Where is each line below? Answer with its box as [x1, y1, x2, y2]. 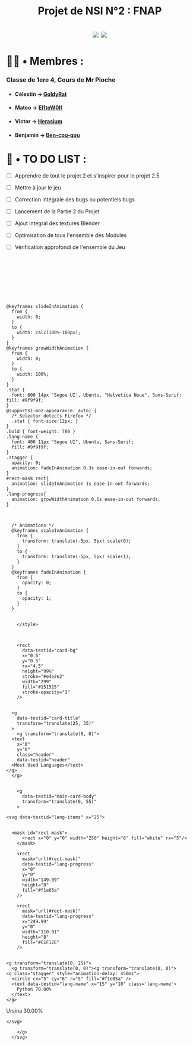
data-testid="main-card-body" [21, 793, 97, 799]
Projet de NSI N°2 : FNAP [37, 4, 162, 18]
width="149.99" [21, 877, 60, 883]
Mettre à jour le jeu [14, 183, 61, 191]
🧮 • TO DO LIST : [6, 152, 87, 166]
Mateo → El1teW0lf [14, 104, 63, 111]
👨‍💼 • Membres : [6, 55, 84, 68]
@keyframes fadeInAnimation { [11, 569, 86, 575]
